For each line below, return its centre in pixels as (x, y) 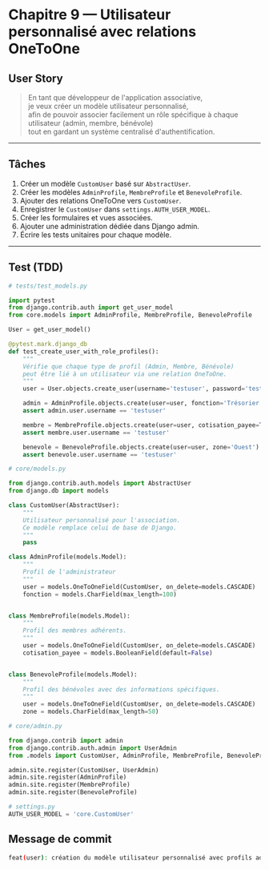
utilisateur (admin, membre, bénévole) (90, 123)
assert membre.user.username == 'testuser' (96, 433)
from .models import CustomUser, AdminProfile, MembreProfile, (116, 755)
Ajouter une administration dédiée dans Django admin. (110, 226)
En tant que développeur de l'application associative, (115, 97)
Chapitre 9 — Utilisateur (90, 15)
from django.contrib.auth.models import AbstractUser (100, 483)
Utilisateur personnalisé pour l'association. (102, 520)
